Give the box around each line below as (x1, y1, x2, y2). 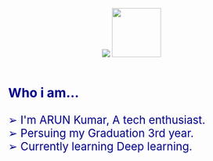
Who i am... (8, 84, 80, 101)
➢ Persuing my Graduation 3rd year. (8, 126, 194, 140)
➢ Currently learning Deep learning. (8, 139, 193, 153)
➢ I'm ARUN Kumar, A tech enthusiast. (8, 112, 206, 126)
